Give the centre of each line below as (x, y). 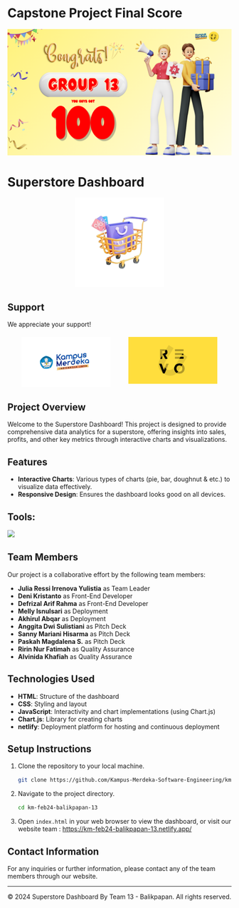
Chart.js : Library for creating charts (70, 719)
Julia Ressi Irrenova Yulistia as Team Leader (84, 588)
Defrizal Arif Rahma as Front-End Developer (83, 603)
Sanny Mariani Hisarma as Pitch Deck (74, 634)
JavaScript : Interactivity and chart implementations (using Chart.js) (116, 711)
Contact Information (53, 851)
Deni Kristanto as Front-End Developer (75, 596)
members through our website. (53, 876)
